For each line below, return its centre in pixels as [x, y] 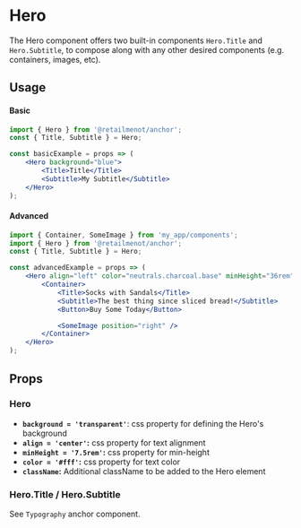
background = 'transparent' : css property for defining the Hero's [143, 423]
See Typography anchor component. [75, 514]
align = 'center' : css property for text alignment [114, 442]
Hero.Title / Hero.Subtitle [65, 494]
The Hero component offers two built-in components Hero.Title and [136, 40]
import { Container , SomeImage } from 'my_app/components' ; [124, 235]
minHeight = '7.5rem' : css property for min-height [116, 452]
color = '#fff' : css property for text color [101, 462]
